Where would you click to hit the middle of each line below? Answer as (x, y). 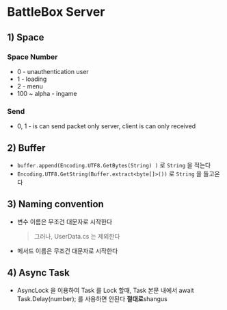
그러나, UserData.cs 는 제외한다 (77, 236)
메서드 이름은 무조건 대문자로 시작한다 (67, 250)
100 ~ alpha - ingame (47, 93)
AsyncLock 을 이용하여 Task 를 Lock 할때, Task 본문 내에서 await (105, 290)
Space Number (32, 57)
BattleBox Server (56, 12)
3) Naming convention (55, 204)
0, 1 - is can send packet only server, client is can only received (106, 126)
